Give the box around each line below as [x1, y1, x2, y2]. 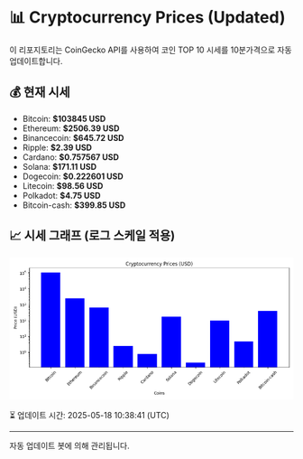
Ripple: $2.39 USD [22, 142, 93, 153]
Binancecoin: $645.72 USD [22, 132, 124, 143]
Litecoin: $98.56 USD [22, 180, 104, 191]
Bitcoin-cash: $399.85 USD [22, 200, 126, 211]
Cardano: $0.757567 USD [22, 151, 120, 163]
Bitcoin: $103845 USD [22, 113, 106, 124]
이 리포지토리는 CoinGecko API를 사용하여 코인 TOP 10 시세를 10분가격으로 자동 [9, 44, 292, 55]
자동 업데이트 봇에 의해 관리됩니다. [9, 440, 130, 451]
